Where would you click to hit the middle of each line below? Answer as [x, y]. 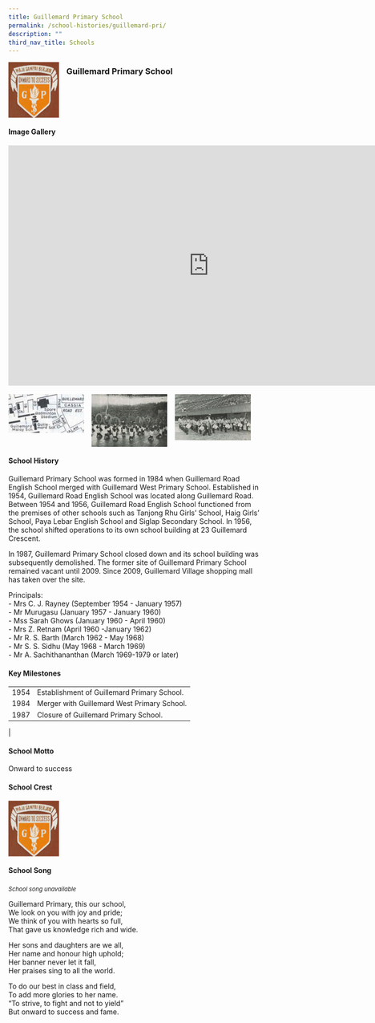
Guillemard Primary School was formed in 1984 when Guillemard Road [124, 479]
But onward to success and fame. [64, 1012]
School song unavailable [42, 889]
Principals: [26, 595]
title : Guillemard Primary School [66, 17]
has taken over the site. [47, 580]
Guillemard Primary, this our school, [67, 903]
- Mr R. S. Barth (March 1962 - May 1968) [77, 638]
